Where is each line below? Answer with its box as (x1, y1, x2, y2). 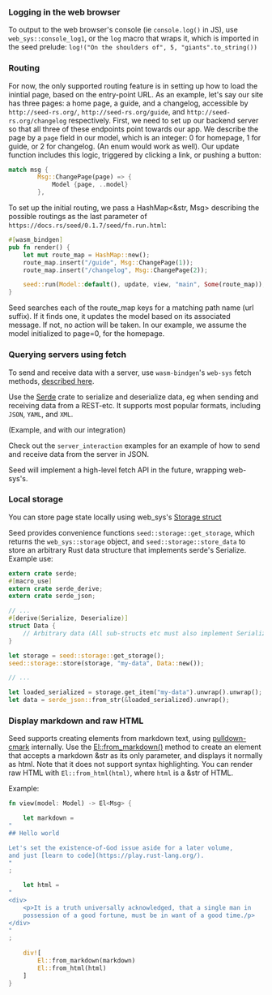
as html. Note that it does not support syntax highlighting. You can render (8, 760, 253, 769)
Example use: (8, 553, 54, 563)
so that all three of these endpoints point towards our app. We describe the (8, 124, 259, 134)
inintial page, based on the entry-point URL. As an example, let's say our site (8, 89, 264, 99)
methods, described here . (8, 376, 95, 386)
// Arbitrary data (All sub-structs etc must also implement (23, 629, 233, 637)
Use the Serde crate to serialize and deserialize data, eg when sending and (8, 392, 259, 402)
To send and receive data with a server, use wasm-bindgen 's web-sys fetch (8, 368, 253, 377)
